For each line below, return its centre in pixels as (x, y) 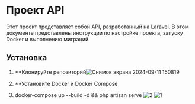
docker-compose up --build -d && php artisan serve (78, 95)
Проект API (35, 10)
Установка (27, 58)
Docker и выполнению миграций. (48, 39)
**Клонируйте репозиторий (50, 72)
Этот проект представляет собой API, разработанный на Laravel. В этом (98, 27)
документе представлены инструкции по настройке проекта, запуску (95, 32)
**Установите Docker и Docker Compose (66, 83)
